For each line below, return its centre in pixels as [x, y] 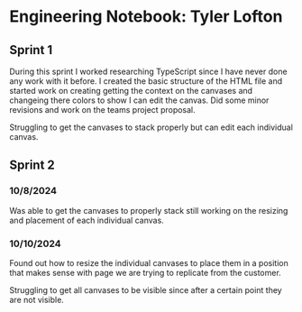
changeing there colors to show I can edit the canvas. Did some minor [139, 100]
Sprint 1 [31, 50]
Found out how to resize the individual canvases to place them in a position [149, 262]
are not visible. [37, 299]
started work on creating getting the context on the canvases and [131, 91]
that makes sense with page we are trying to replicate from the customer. [145, 272]
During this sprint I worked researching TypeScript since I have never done [148, 71]
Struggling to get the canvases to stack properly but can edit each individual [151, 127]
